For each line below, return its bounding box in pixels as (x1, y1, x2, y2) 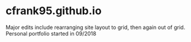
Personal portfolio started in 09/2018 (5, 30, 97, 37)
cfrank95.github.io (5, 4, 102, 18)
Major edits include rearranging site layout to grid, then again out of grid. (5, 24, 186, 31)
